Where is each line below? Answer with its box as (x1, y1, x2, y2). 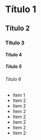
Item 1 (12, 92, 25, 98)
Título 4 (5, 52, 22, 58)
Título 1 (5, 4, 36, 15)
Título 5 (5, 63, 22, 69)
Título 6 (5, 76, 21, 82)
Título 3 (5, 39, 25, 46)
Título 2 (5, 24, 30, 33)
